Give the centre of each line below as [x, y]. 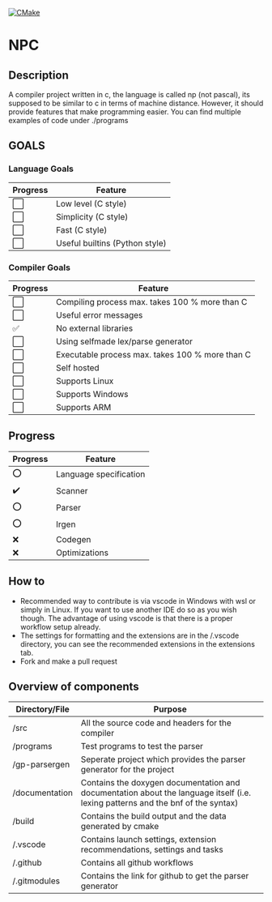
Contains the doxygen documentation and [160, 783]
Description [38, 75]
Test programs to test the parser [142, 746]
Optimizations [83, 553]
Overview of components [74, 686]
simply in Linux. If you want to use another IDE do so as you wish [128, 609]
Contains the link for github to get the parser [165, 876]
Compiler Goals [40, 267]
